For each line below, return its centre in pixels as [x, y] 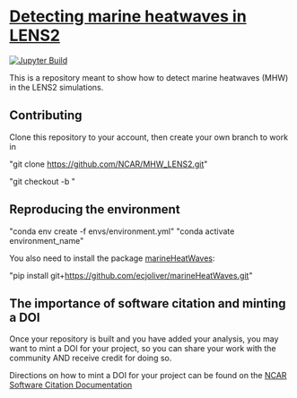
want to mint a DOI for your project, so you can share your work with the [143, 349]
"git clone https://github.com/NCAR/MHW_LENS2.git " [109, 164]
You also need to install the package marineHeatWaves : [112, 258]
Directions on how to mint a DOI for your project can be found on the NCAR [148, 376]
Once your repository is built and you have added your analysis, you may [144, 339]
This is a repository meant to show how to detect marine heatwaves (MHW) [149, 77]
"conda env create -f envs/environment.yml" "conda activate [122, 231]
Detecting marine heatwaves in [128, 17]
